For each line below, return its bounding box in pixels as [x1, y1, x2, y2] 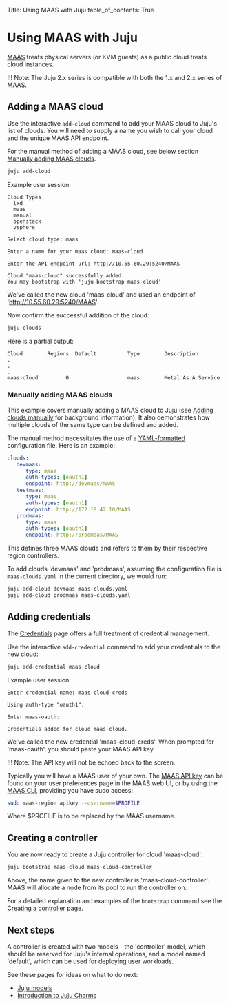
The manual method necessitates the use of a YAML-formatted [7, 434, 186, 442]
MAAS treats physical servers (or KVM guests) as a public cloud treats [7, 52, 207, 61]
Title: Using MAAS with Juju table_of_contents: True [7, 6, 155, 14]
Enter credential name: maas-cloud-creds [7, 689, 128, 696]
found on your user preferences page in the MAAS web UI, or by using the [7, 779, 218, 787]
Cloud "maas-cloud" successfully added [7, 272, 122, 279]
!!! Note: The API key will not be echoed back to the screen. [7, 758, 176, 767]
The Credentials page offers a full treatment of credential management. [7, 629, 209, 638]
